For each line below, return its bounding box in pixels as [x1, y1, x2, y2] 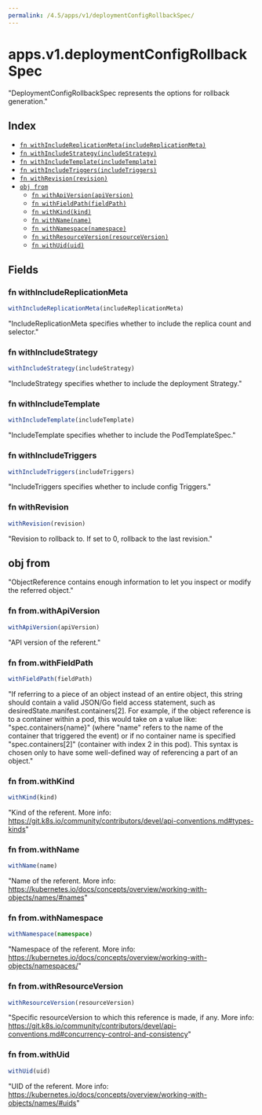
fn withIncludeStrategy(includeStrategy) [19, 150, 157, 158]
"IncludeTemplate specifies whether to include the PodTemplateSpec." [8, 430, 236, 440]
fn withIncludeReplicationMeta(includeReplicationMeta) [19, 142, 206, 149]
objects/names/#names [8, 893, 85, 903]
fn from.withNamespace [8, 913, 104, 924]
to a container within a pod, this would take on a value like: [8, 714, 198, 723]
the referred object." [8, 586, 74, 595]
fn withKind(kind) [31, 208, 92, 216]
